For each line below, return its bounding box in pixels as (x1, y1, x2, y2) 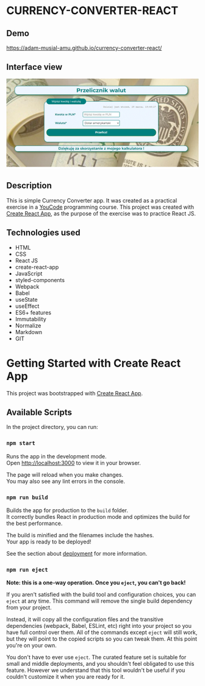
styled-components (15, 276, 65, 283)
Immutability (15, 315, 47, 322)
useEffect (15, 302, 40, 310)
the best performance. (6, 520, 63, 527)
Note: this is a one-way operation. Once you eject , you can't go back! (6, 579, 186, 586)
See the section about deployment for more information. (6, 550, 148, 557)
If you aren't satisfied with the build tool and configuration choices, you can (6, 591, 196, 598)
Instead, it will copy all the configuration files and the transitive (6, 616, 164, 623)
